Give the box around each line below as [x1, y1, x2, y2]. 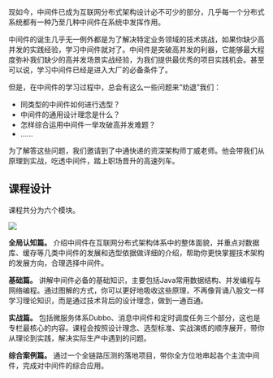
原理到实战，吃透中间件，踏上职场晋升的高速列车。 [8, 156, 180, 165]
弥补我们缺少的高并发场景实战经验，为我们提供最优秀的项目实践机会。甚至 [15, 55, 265, 64]
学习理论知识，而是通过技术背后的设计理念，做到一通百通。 [8, 295, 208, 305]
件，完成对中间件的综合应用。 [8, 360, 108, 370]
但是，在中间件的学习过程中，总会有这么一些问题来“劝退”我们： [8, 82, 222, 92]
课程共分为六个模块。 [8, 205, 80, 215]
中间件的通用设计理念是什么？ [19, 110, 120, 119]
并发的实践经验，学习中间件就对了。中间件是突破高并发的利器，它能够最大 [8, 45, 258, 54]
